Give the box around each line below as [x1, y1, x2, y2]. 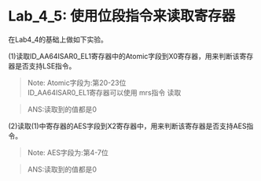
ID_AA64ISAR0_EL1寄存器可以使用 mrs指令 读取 [27, 87, 182, 97]
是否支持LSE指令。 [14, 61, 76, 71]
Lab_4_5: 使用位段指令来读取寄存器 [8, 7, 236, 25]
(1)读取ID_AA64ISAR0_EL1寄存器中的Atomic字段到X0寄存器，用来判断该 [8, 51, 240, 61]
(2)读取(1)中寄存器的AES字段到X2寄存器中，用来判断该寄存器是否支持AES [8, 121, 247, 131]
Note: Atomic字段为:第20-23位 [27, 78, 127, 87]
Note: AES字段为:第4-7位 [27, 147, 108, 157]
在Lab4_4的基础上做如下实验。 [8, 35, 108, 44]
